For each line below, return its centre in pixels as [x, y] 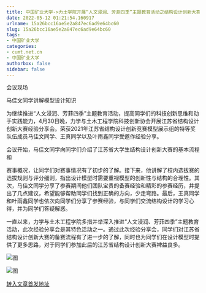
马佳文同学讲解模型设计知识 [41, 100]
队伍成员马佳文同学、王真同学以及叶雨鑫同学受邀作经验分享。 [84, 136]
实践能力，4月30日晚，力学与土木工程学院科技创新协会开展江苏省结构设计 [105, 121]
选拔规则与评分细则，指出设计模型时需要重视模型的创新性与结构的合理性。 [100, 178]
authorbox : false [29, 63]
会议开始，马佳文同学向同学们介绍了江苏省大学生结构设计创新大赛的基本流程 [103, 150]
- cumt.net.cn [25, 52]
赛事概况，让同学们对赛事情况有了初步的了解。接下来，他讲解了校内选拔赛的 [103, 170]
